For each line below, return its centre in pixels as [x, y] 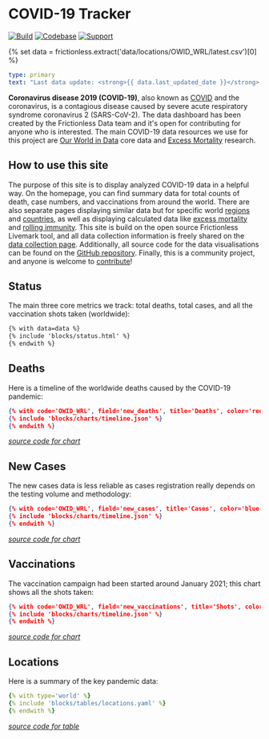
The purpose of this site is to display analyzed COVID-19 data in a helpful [129, 184]
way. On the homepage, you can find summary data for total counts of [124, 193]
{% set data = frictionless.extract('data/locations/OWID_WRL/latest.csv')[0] [133, 51]
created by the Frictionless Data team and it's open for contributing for [125, 123]
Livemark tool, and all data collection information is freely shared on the [126, 235]
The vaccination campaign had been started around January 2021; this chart [134, 583]
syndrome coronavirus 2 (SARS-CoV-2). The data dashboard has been [125, 114]
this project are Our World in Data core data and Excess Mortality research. [132, 140]
